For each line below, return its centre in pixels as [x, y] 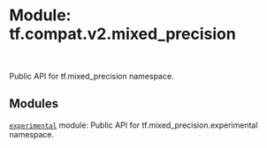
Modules [34, 104]
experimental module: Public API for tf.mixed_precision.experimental [133, 125]
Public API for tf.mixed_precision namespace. [92, 76]
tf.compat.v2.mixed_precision [122, 34]
